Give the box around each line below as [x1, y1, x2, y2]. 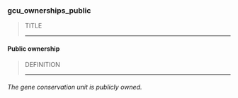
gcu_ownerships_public [7, 6, 91, 16]
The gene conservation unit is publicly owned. [7, 83, 142, 92]
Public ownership [7, 44, 60, 53]
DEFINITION [24, 60, 60, 68]
